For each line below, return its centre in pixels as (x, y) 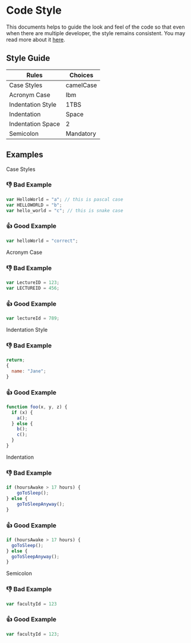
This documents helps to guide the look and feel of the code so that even (95, 27)
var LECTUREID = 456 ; (33, 288)
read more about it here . (36, 39)
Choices (81, 75)
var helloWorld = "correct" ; (42, 241)
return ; (16, 360)
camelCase (81, 85)
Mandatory (81, 133)
